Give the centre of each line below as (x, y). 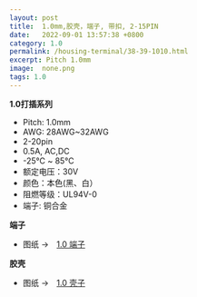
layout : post (34, 18)
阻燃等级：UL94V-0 (60, 194)
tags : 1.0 (28, 77)
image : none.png (42, 69)
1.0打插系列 (31, 104)
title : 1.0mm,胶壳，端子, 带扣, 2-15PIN (84, 26)
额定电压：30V (50, 171)
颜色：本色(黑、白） (60, 183)
